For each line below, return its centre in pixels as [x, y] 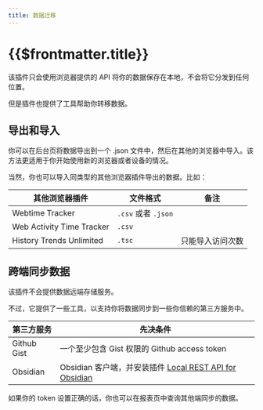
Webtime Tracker [44, 213]
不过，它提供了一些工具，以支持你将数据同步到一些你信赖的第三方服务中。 [128, 308]
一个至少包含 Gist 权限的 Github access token [143, 349]
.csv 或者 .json [145, 214]
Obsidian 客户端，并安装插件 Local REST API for [148, 368]
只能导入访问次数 [212, 241]
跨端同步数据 [39, 271]
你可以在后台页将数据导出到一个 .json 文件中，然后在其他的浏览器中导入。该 [131, 151]
